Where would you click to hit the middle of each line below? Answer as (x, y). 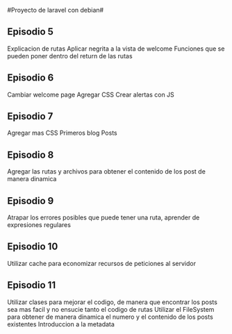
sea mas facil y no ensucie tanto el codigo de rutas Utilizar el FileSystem (111, 309)
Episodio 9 (31, 201)
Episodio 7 (30, 116)
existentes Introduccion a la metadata (61, 324)
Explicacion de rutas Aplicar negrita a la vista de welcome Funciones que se (116, 49)
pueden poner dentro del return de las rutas (70, 56)
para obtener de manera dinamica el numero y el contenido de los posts (110, 317)
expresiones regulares (39, 225)
